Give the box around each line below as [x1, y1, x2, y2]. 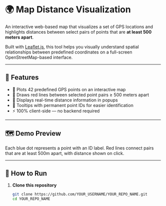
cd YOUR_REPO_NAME [12, 197, 50, 202]
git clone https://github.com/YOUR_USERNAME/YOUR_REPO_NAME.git [12, 192, 148, 197]
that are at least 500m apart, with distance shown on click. [5, 150, 124, 156]
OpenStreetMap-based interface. [5, 54, 73, 60]
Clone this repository [12, 182, 57, 188]
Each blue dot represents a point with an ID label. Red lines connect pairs [5, 145, 154, 151]
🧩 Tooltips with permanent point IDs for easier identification [12, 102, 133, 108]
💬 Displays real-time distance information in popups [12, 97, 118, 103]
